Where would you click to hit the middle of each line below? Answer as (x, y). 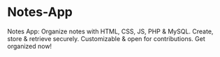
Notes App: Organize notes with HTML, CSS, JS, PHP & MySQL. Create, (110, 31)
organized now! (30, 46)
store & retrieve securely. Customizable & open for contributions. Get (106, 38)
